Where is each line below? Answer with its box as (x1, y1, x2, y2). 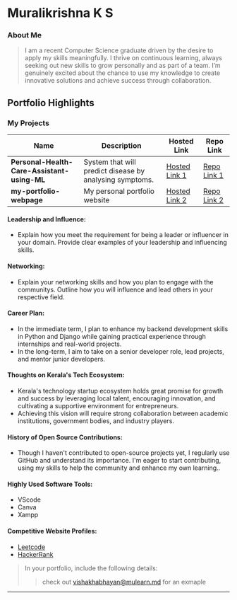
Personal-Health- (11, 157, 73, 167)
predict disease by (83, 166, 145, 176)
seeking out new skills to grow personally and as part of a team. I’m (24, 62, 221, 70)
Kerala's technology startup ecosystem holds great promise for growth (17, 386, 224, 395)
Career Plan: (7, 309, 44, 318)
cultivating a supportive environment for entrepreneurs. (17, 401, 179, 410)
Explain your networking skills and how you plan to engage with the (17, 277, 214, 286)
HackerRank (17, 550, 54, 558)
